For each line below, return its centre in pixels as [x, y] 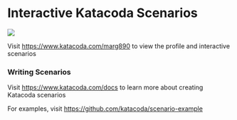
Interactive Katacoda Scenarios [102, 13]
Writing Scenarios [39, 72]
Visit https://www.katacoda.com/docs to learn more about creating [105, 87]
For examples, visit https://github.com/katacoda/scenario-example [105, 109]
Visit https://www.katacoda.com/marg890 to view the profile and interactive [118, 46]
